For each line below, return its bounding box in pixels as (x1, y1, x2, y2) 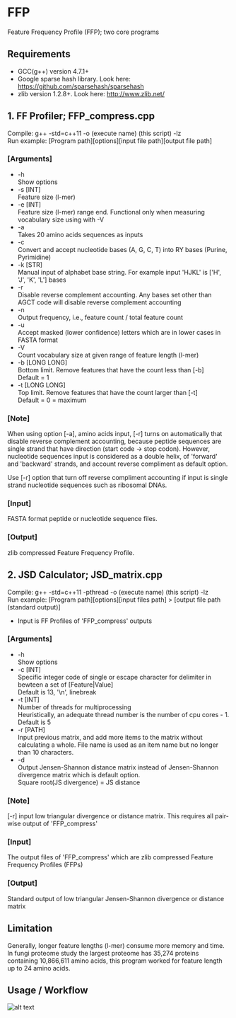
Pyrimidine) (17, 253, 52, 261)
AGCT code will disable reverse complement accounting (17, 298, 182, 307)
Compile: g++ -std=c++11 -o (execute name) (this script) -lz (7, 129, 182, 137)
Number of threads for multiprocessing (17, 702, 131, 711)
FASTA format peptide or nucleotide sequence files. (7, 515, 158, 523)
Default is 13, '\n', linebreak (17, 687, 97, 696)
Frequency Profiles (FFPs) (7, 861, 83, 869)
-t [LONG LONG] (17, 380, 66, 389)
